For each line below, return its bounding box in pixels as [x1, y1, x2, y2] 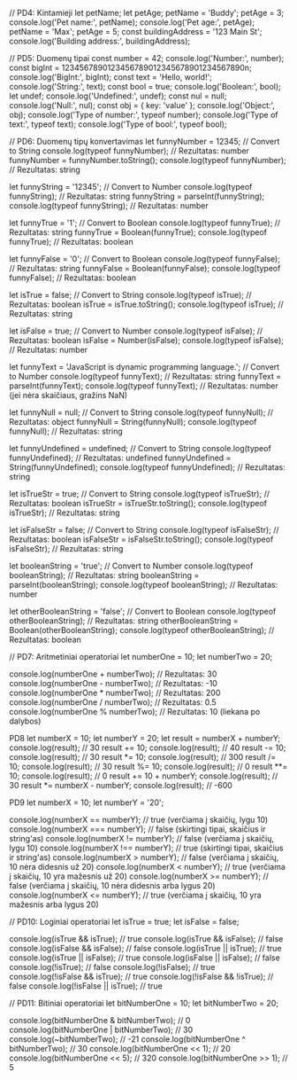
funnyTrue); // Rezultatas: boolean [9, 237, 134, 247]
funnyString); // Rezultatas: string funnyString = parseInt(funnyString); [9, 191, 265, 201]
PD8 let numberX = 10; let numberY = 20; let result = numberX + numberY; [9, 733, 281, 743]
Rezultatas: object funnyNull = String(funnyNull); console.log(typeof [9, 417, 257, 427]
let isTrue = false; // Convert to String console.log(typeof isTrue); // [9, 290, 252, 300]
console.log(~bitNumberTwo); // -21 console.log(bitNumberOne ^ [9, 1034, 246, 1045]
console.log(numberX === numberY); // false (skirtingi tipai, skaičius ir [9, 824, 266, 834]
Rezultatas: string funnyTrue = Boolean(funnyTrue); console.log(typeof [9, 227, 268, 238]
